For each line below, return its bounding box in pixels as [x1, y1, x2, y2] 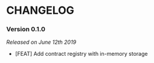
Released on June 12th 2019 [6, 38, 77, 46]
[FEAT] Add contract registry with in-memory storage [14, 50, 148, 58]
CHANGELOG [6, 4, 74, 17]
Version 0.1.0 [6, 25, 45, 34]
